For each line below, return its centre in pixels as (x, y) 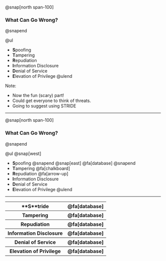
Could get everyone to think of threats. (52, 101)
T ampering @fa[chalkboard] (41, 168)
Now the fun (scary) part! (38, 96)
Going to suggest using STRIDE (44, 106)
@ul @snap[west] (23, 154)
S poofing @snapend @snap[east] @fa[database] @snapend (74, 163)
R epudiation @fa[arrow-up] (40, 173)
